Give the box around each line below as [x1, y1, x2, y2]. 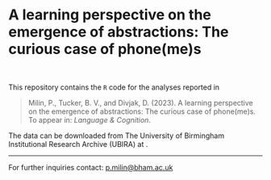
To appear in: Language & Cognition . [27, 115, 152, 124]
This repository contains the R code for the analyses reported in [8, 82, 220, 92]
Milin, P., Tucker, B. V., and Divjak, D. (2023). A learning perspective [27, 98, 254, 107]
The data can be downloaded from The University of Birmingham [8, 131, 224, 140]
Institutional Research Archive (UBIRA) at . [8, 139, 148, 149]
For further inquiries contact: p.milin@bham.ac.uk [8, 162, 173, 172]
